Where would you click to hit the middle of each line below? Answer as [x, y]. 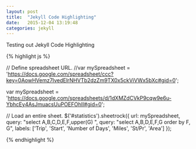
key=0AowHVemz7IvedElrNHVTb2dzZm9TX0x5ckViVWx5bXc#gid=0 [91, 80]
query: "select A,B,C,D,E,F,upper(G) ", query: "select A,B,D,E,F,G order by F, [98, 122]
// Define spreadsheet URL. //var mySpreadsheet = [68, 68]
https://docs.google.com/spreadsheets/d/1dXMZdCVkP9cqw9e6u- [90, 98]
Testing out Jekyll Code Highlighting [50, 45]
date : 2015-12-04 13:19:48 [42, 22]
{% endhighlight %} [30, 140]
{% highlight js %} [28, 56]
